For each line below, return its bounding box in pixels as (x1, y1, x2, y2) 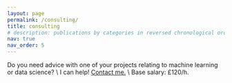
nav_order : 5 (7, 42, 45, 49)
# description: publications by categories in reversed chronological (7, 29, 215, 36)
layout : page (7, 10, 45, 17)
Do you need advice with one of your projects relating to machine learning (7, 61, 219, 69)
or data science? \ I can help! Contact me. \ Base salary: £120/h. (7, 68, 189, 76)
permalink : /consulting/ (7, 16, 79, 23)
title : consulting (7, 23, 60, 29)
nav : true (7, 36, 36, 43)
